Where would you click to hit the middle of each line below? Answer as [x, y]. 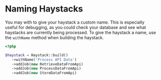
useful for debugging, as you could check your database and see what [76, 27]
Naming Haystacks [44, 9]
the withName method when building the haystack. [55, 38]
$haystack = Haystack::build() [37, 55]
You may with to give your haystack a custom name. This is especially [75, 22]
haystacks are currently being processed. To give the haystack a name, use [80, 32]
